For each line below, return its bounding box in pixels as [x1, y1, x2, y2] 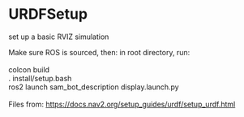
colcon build [8, 64, 50, 74]
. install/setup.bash [8, 73, 72, 83]
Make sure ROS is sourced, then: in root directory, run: [8, 47, 190, 57]
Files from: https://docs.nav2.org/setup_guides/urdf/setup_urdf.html [8, 99, 236, 109]
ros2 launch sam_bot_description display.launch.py [8, 82, 180, 92]
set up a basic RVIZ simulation [8, 32, 109, 41]
